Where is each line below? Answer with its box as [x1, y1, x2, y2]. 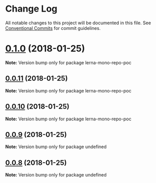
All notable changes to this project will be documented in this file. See [5, 20, 151, 26]
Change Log [5, 3, 57, 15]
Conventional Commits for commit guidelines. [5, 25, 101, 31]
